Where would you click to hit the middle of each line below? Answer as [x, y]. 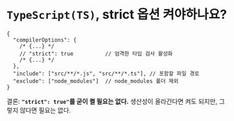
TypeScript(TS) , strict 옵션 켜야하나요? [117, 15]
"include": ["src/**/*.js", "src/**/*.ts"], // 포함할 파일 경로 [106, 74]
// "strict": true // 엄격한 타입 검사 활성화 [96, 54]
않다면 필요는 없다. [45, 110]
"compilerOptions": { [45, 40]
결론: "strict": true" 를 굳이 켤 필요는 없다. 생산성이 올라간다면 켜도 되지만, [112, 101]
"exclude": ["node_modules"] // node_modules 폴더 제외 [96, 81]
